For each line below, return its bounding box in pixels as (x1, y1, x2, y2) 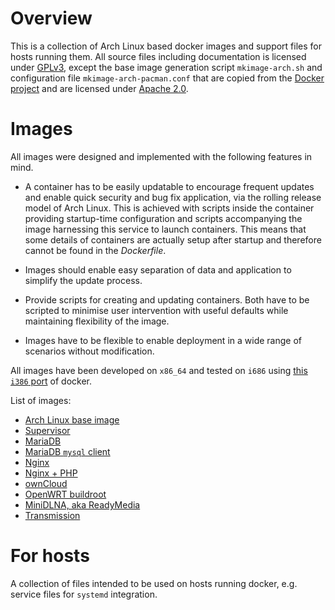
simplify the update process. (24, 274, 143, 286)
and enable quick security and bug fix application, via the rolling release (24, 191, 322, 203)
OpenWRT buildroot (24, 488, 107, 500)
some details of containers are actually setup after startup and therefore (24, 233, 322, 246)
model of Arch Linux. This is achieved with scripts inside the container (24, 202, 315, 214)
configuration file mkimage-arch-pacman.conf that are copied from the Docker (10, 72, 325, 84)
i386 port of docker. (10, 375, 93, 387)
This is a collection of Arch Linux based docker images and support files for (10, 40, 322, 52)
